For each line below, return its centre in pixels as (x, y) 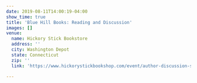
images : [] (19, 28)
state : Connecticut (35, 55)
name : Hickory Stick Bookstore (50, 39)
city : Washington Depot (40, 50)
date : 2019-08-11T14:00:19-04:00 (47, 11)
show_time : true (26, 17)
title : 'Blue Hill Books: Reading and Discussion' (69, 22)
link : (18, 66)
